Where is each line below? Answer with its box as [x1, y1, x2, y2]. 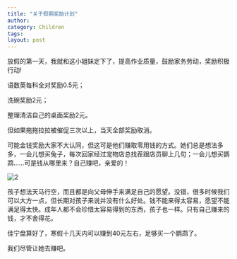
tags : [7, 30, 23, 38]
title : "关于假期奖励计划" [7, 10, 78, 18]
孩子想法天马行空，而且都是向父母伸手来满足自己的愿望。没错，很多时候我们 [7, 188, 230, 196]
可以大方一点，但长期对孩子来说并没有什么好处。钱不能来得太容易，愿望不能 [7, 196, 230, 205]
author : [7, 17, 30, 24]
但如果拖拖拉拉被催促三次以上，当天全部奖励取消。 [7, 126, 156, 134]
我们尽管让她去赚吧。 [7, 244, 69, 253]
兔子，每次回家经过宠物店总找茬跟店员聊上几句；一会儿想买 [50, 150, 224, 159]
